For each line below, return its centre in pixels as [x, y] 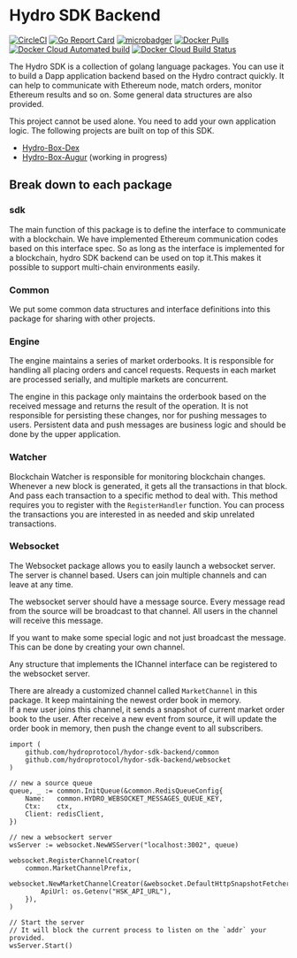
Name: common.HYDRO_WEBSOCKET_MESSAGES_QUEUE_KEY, [124, 798]
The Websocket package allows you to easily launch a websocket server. [142, 565]
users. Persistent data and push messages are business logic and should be [148, 425]
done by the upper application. [65, 434]
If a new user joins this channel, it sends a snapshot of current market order [147, 709]
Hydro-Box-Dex [50, 148]
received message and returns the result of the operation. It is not [129, 406]
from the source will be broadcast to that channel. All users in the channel [144, 610]
